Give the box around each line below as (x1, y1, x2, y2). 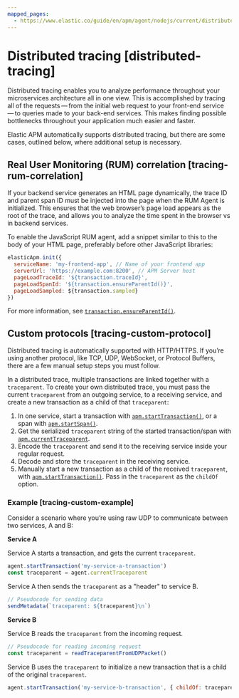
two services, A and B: (7, 521, 73, 530)
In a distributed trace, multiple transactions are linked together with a (7, 375, 210, 384)
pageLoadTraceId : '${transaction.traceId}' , (14, 274, 148, 281)
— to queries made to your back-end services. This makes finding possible (7, 109, 227, 118)
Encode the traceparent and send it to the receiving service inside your (17, 442, 228, 451)
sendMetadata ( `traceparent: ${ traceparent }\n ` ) (7, 603, 152, 610)
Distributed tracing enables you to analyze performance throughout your (7, 86, 221, 95)
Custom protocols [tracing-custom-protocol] (7, 327, 211, 339)
